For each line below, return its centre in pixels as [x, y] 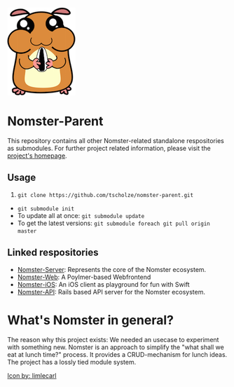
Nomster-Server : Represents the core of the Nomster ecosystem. [112, 269]
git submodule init [46, 209]
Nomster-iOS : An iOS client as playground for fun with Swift [104, 284]
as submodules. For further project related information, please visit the [109, 148]
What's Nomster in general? [90, 320]
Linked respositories [53, 253]
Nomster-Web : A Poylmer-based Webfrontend [84, 277]
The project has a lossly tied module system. [72, 362]
